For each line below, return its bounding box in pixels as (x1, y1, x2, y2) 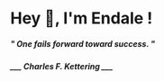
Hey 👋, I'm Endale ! (10, 8, 153, 29)
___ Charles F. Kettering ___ (10, 61, 114, 72)
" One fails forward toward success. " (10, 38, 156, 49)
